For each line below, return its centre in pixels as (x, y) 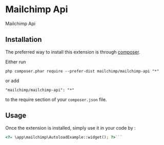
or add (12, 81)
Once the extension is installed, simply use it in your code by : (70, 128)
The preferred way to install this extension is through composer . (73, 52)
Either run (16, 62)
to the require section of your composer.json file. (56, 99)
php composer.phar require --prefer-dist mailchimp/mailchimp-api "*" (82, 71)
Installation (24, 40)
